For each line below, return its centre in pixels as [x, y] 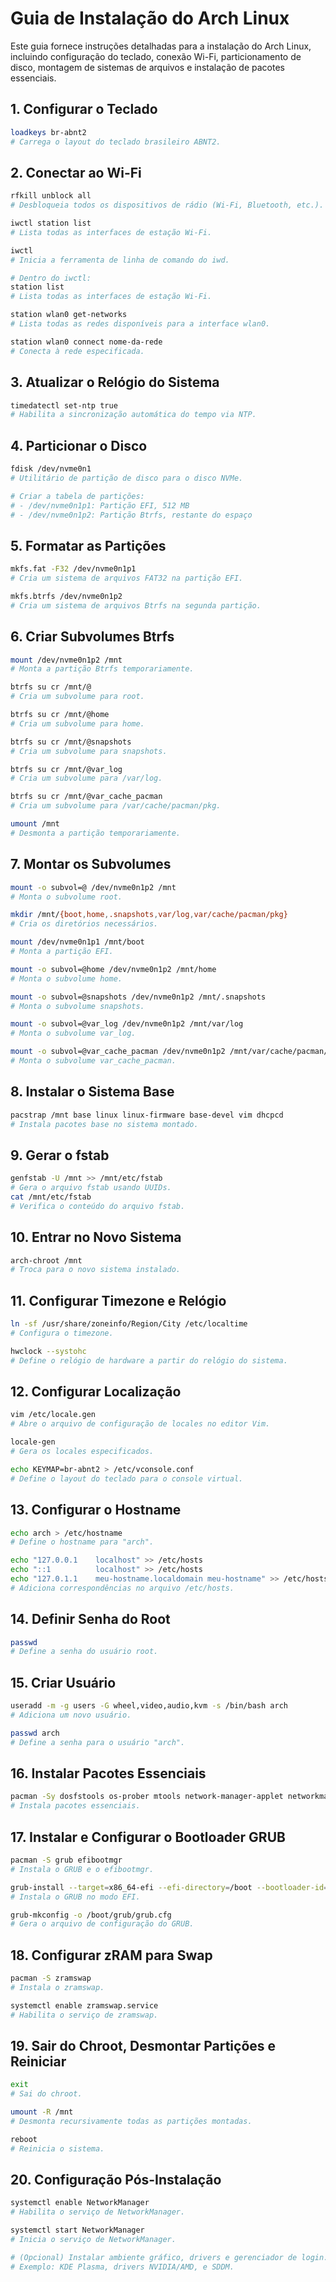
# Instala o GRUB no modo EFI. [75, 1897]
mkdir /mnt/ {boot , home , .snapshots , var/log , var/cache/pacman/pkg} [149, 915]
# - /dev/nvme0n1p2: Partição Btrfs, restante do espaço [131, 515]
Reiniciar [38, 2061]
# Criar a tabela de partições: [77, 496]
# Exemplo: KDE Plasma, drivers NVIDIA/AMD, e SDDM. [122, 2267]
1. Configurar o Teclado [84, 109]
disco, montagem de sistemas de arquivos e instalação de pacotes [148, 67]
